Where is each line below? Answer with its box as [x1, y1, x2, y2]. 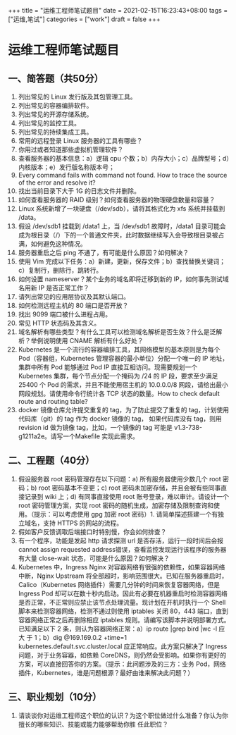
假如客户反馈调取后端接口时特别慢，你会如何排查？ [18, 527, 167, 536]
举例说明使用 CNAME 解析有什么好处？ [30, 337, 144, 345]
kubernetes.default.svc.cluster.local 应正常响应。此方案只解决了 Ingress [18, 642, 228, 650]
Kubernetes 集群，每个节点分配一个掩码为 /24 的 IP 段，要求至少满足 [18, 372, 218, 380]
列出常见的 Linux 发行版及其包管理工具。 [18, 92, 137, 101]
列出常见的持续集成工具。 [18, 128, 93, 136]
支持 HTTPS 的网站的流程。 [42, 519, 123, 527]
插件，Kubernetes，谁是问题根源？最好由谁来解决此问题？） [18, 668, 194, 677]
